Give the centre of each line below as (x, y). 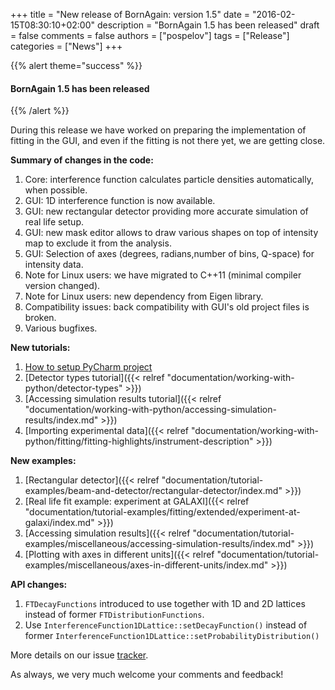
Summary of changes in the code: (82, 160)
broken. (40, 318)
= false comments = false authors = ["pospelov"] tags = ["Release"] (150, 35)
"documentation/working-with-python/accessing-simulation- (150, 410)
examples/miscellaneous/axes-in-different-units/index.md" (146, 565)
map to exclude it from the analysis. (98, 243)
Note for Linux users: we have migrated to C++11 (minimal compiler (163, 275)
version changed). (62, 286)
